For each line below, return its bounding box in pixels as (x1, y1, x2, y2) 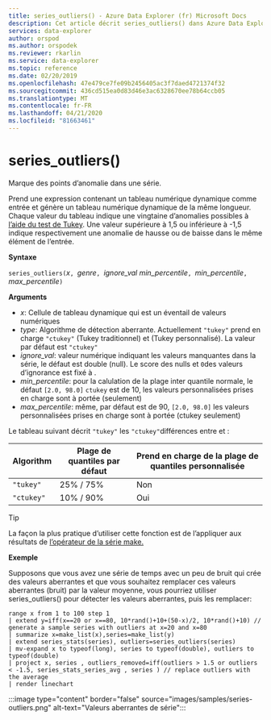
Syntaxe (8, 252, 37, 262)
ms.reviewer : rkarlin (8, 49, 81, 57)
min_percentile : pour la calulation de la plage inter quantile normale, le (19, 376, 253, 385)
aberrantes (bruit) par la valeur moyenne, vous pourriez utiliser (8, 585, 217, 595)
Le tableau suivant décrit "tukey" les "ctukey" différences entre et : (8, 426, 230, 435)
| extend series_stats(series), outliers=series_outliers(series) (8, 638, 236, 646)
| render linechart (8, 680, 74, 688)
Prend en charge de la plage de (135, 450, 259, 461)
